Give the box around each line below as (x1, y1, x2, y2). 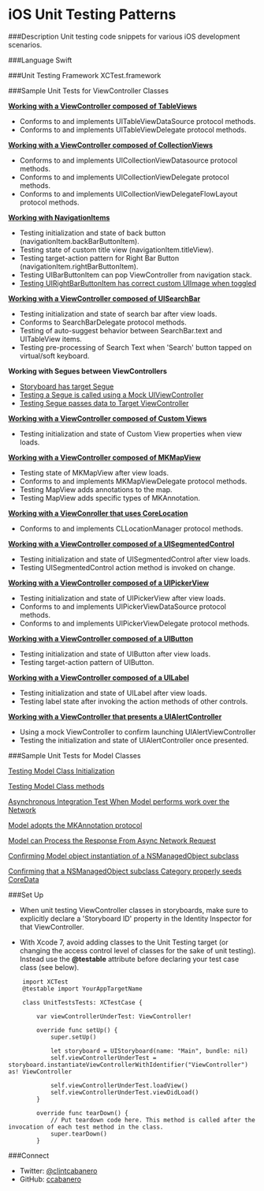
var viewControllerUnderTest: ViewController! (36, 1013, 192, 1020)
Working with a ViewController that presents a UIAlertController (8, 712, 222, 721)
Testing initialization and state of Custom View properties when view (19, 429, 243, 438)
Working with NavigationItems (8, 212, 110, 222)
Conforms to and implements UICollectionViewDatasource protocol (19, 156, 238, 165)
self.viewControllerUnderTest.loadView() (50, 1081, 189, 1089)
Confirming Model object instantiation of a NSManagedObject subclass (8, 851, 240, 860)
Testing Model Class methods (8, 781, 105, 791)
